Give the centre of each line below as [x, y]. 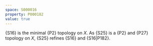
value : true [18, 19]
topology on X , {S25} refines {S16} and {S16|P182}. [58, 38]
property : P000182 [24, 14]
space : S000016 [21, 10]
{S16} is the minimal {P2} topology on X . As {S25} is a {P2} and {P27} [77, 33]
